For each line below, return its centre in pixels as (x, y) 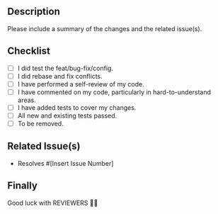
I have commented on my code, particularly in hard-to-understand (114, 92)
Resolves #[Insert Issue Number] (65, 163)
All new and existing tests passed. (67, 116)
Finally (22, 186)
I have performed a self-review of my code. (81, 84)
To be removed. (40, 124)
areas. (27, 100)
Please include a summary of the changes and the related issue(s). (105, 28)
